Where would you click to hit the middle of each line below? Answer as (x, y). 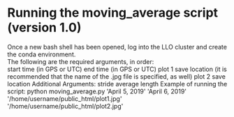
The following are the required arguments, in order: (81, 61)
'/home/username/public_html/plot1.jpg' (65, 98)
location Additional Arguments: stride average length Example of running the (117, 84)
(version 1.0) (44, 28)
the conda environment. (42, 54)
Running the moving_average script (113, 13)
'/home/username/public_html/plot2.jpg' (65, 106)
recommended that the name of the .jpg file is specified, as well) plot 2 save (116, 76)
